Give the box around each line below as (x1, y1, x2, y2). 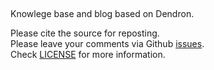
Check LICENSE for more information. (10, 49, 166, 60)
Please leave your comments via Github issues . (10, 38, 205, 49)
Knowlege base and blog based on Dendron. (10, 8, 195, 19)
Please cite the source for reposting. (10, 27, 160, 39)
